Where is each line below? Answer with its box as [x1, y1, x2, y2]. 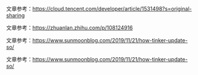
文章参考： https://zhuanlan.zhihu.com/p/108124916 [6, 24, 133, 31]
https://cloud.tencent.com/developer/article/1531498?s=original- [32, 5, 192, 12]
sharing [6, 12, 25, 19]
